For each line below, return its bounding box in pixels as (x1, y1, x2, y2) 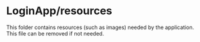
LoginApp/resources (6, 4, 113, 18)
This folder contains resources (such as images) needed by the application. (6, 24, 195, 31)
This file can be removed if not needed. (6, 30, 105, 37)
